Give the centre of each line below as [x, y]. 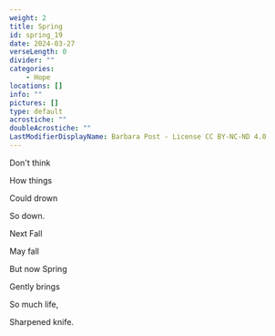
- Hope [38, 78]
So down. [27, 215]
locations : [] [36, 86]
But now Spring [38, 268]
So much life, [34, 304]
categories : [32, 69]
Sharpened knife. [42, 321]
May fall [24, 251]
